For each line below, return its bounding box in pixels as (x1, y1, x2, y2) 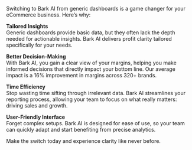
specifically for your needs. (6, 41, 73, 48)
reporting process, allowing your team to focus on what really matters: (6, 96, 177, 103)
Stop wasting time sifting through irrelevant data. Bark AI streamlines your (6, 90, 186, 96)
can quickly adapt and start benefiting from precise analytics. (6, 126, 156, 133)
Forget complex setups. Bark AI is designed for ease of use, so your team (6, 120, 185, 126)
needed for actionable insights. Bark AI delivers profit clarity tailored (6, 35, 173, 42)
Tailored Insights (6, 23, 48, 30)
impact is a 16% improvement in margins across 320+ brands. (6, 72, 157, 79)
